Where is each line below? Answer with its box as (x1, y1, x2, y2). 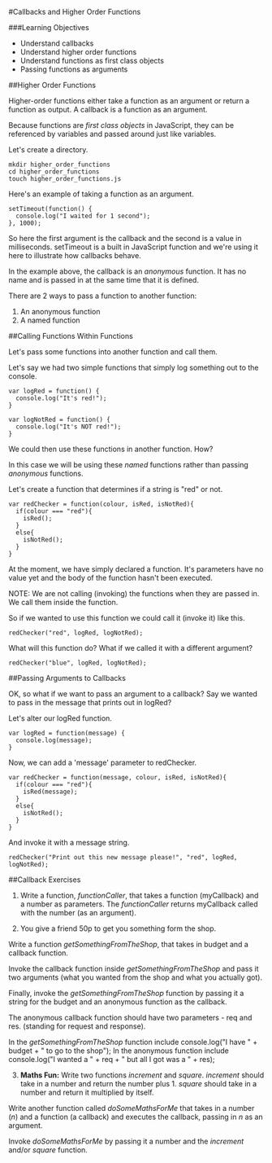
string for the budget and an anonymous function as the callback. (8, 997, 227, 1007)
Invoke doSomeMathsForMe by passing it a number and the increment (8, 1136, 244, 1146)
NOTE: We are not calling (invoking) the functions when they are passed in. (8, 589, 260, 598)
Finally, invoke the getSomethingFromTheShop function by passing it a (8, 989, 244, 998)
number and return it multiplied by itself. (19, 1087, 154, 1097)
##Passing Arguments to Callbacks (8, 674, 126, 682)
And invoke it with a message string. (8, 838, 130, 847)
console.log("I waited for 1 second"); (15, 212, 151, 220)
